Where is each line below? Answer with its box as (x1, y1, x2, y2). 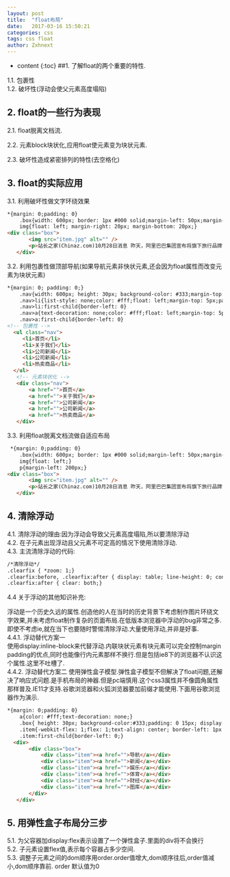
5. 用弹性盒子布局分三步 (7, 817, 107, 828)
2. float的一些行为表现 (7, 107, 101, 119)
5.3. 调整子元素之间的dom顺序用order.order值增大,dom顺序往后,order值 (7, 854, 209, 862)
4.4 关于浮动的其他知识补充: (7, 593, 86, 601)
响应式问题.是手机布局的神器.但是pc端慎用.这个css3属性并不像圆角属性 (18, 676, 219, 684)
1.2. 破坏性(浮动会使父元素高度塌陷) (7, 85, 107, 93)
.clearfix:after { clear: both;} (7, 580, 103, 587)
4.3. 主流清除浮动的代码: (7, 546, 75, 555)
